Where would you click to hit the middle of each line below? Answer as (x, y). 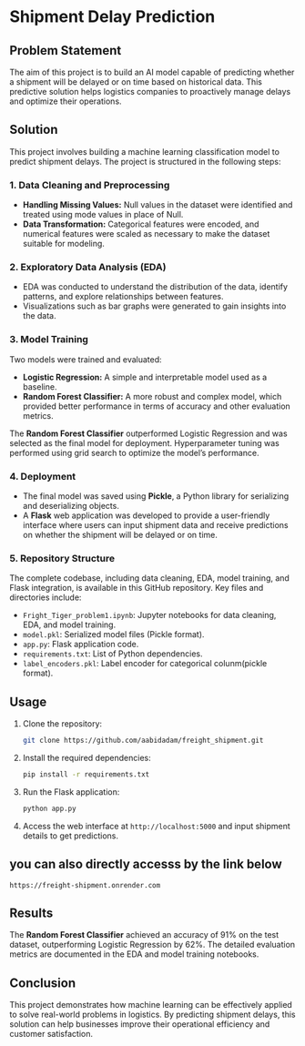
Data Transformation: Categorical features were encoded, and (141, 224)
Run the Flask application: (71, 792)
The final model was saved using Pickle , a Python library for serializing (156, 496)
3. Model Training (49, 340)
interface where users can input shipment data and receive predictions (155, 525)
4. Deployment (43, 476)
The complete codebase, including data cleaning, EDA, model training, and (149, 578)
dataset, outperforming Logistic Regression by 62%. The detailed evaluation (152, 945)
